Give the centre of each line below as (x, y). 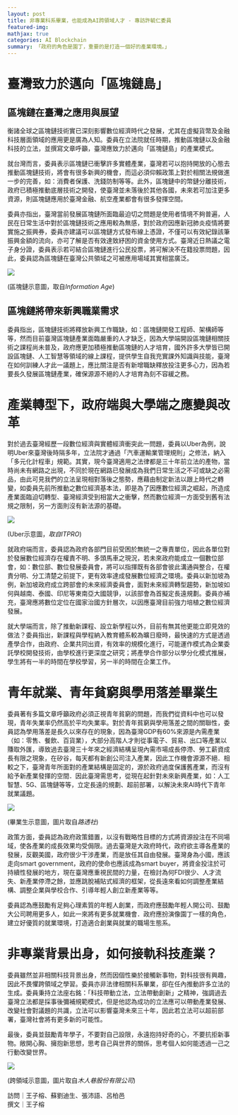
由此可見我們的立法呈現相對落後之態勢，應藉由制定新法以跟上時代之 (118, 479)
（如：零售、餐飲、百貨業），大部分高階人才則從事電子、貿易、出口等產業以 (117, 740)
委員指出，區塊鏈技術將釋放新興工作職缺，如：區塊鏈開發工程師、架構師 (112, 329)
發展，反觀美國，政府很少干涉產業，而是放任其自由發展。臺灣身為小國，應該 (119, 854)
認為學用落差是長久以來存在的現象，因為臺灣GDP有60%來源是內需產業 (117, 731)
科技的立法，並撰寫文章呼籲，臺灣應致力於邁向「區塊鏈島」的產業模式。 (112, 148)
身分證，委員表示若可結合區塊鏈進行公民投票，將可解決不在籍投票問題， (118, 249)
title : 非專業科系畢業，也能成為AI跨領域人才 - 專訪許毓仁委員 (89, 21)
